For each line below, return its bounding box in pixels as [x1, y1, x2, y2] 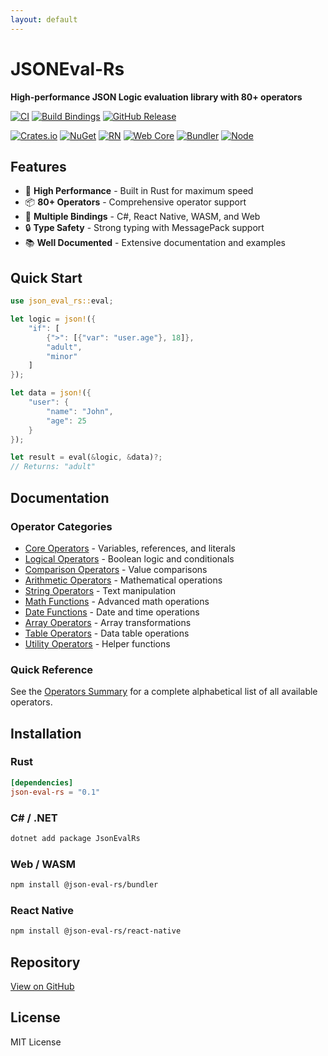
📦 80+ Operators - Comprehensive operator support [24, 196, 247, 208]
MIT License [10, 1036, 62, 1048]
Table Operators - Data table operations [24, 627, 190, 639]
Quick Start [10, 269, 83, 286]
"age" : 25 [46, 416, 87, 426]
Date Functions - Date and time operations [24, 606, 200, 618]
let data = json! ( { [10, 388, 92, 398]
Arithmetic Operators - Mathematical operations [24, 574, 223, 586]
